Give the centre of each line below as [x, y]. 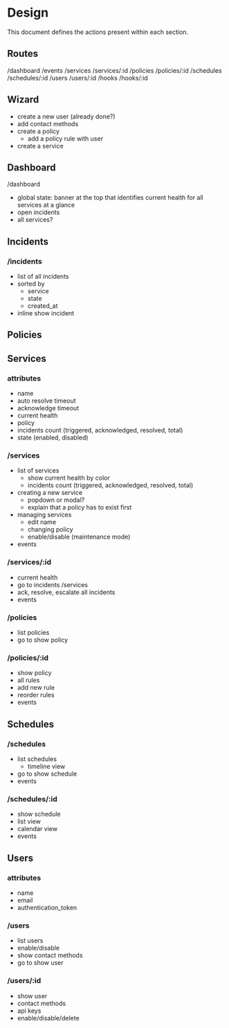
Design [28, 13]
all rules [28, 680]
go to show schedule [47, 774]
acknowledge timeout [48, 408]
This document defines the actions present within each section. [98, 32]
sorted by [31, 284]
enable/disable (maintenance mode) [79, 537]
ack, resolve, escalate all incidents [66, 592]
